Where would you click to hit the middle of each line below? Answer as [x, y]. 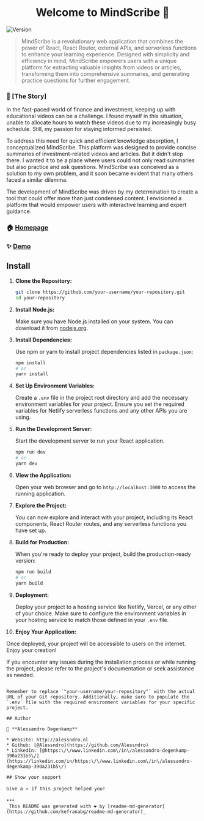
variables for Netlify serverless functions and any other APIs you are [101, 411]
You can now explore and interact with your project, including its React [104, 517]
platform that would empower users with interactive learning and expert [97, 205]
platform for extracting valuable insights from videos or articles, [101, 67]
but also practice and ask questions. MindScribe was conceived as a [93, 167]
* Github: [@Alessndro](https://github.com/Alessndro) [78, 745]
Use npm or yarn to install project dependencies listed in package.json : [104, 351]
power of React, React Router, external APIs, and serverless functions [109, 48]
